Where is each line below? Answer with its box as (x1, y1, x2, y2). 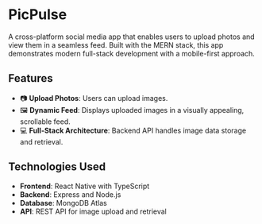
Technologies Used (8, 160, 106, 174)
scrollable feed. (19, 117, 71, 126)
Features (8, 71, 53, 85)
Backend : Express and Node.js (19, 189, 121, 199)
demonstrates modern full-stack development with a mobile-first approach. (8, 48, 256, 58)
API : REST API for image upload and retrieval (19, 207, 167, 216)
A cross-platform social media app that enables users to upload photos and (8, 32, 256, 41)
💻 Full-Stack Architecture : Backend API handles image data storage (19, 126, 247, 135)
